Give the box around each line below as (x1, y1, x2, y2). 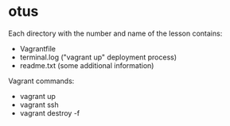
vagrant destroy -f (19, 108, 80, 117)
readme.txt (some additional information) (19, 60, 154, 70)
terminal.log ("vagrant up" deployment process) (19, 52, 177, 62)
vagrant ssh (19, 100, 60, 109)
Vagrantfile (19, 44, 56, 53)
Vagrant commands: (8, 76, 75, 86)
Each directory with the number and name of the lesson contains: (8, 29, 223, 38)
